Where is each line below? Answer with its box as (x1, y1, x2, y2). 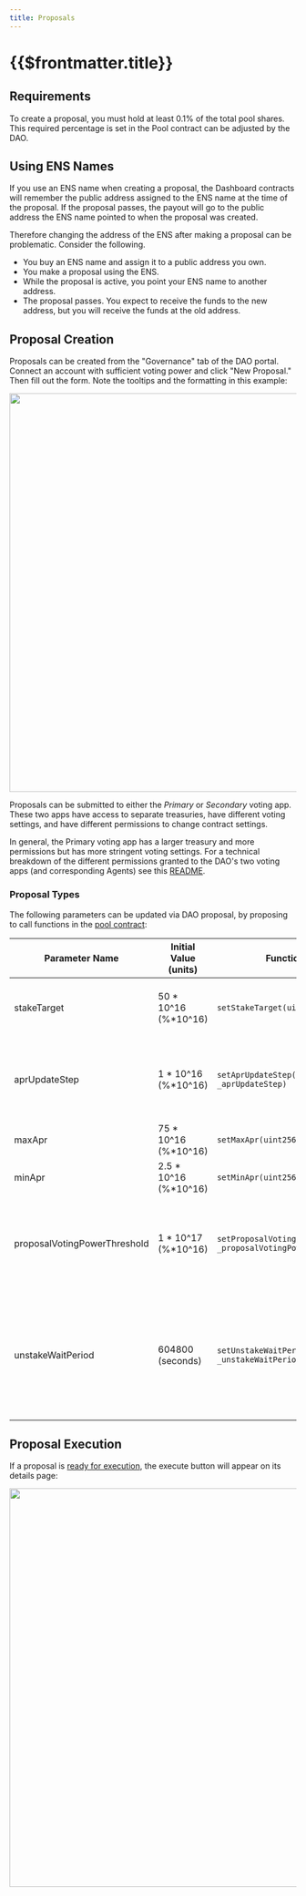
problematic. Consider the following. (9, 239, 146, 251)
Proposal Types (9, 888, 80, 901)
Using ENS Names (9, 159, 115, 174)
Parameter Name (44, 951, 119, 964)
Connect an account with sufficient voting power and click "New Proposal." (9, 365, 291, 376)
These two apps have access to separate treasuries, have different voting (9, 809, 286, 820)
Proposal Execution (9, 1436, 123, 1451)
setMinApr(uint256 (217, 1172, 297, 1183)
